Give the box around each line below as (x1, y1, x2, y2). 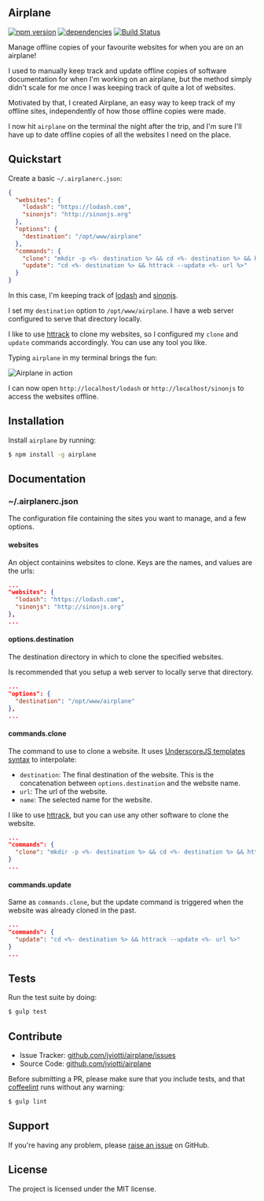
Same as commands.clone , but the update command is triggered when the (8, 898, 244, 907)
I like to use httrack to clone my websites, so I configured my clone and (8, 329, 238, 339)
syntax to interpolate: (8, 755, 77, 764)
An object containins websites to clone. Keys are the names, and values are (8, 557, 253, 567)
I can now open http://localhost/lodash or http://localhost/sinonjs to (8, 384, 244, 392)
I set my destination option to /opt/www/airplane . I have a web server (8, 306, 234, 315)
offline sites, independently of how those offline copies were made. (8, 106, 226, 116)
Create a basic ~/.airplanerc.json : (8, 173, 123, 183)
